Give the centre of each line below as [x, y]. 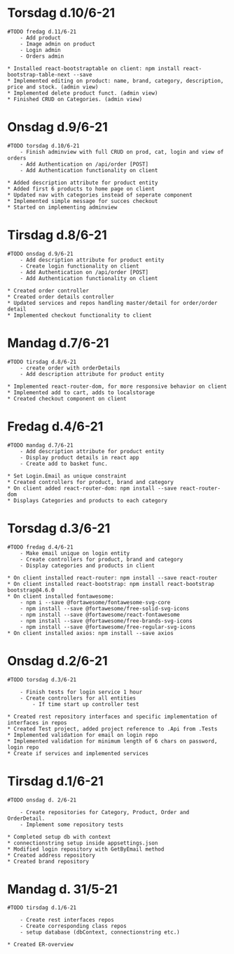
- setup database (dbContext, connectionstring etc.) [100, 932]
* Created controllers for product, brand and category [90, 482]
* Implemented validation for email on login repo [83, 735]
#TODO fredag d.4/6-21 [40, 547]
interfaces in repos [37, 723]
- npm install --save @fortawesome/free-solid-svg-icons [105, 608]
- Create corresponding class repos [74, 926]
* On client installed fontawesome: [61, 596]
